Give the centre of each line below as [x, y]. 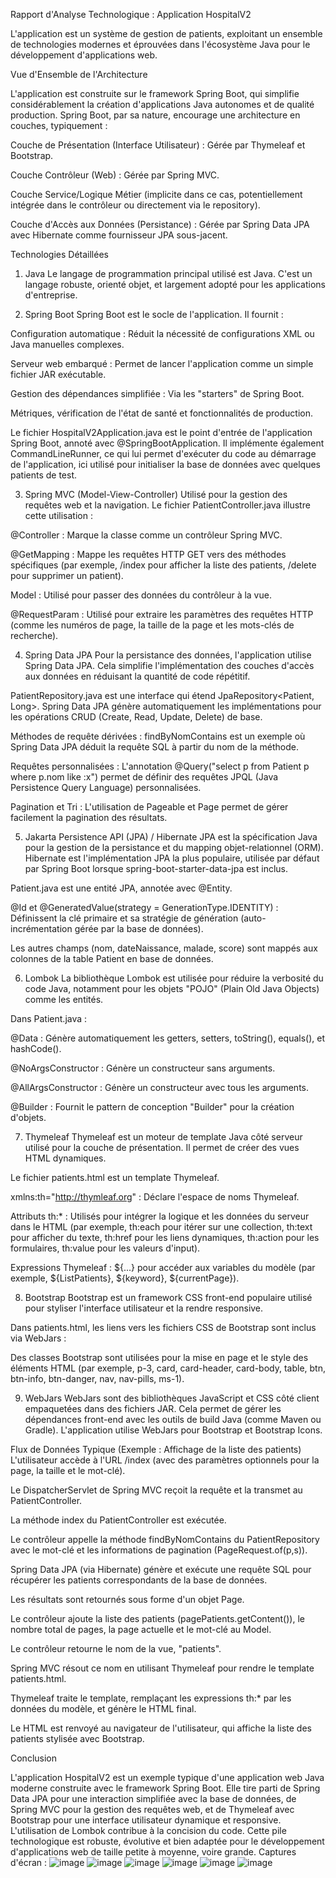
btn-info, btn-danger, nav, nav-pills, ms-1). [97, 1378]
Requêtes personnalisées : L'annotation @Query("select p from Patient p [160, 766]
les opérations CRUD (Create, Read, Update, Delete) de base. [136, 717]
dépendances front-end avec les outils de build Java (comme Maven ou [173, 1419]
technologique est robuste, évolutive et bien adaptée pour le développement [167, 1841]
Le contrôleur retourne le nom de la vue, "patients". [116, 1648]
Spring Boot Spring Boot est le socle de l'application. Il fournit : [154, 314]
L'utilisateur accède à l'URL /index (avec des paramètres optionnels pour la [165, 1460]
